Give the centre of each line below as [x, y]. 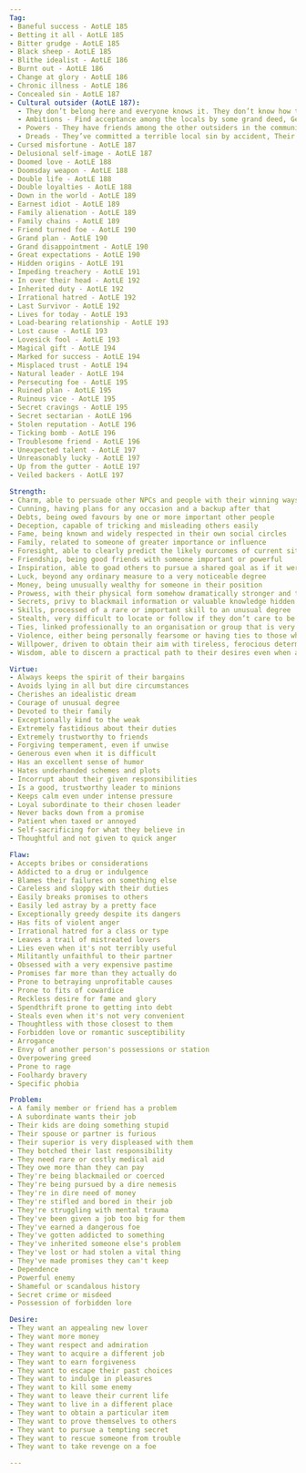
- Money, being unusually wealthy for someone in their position [136, 585]
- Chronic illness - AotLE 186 [69, 86]
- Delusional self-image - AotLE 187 [81, 153]
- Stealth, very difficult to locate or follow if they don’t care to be [153, 619]
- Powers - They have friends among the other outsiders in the [142, 128]
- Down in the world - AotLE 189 [73, 196]
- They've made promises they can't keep [89, 1261]
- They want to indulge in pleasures [81, 1379]
